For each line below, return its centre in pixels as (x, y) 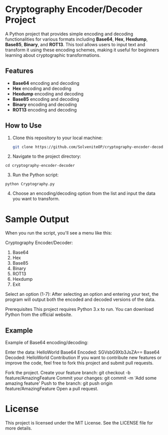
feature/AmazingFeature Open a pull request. (52, 389)
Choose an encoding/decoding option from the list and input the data (84, 193)
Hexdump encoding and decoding (48, 93)
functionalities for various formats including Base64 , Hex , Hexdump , (76, 39)
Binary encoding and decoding (45, 104)
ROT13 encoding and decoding (44, 110)
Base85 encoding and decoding (46, 99)
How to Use (24, 126)
